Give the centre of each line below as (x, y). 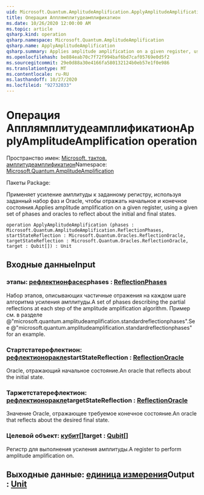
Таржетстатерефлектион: (46, 392)
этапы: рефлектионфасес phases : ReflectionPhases (87, 282)
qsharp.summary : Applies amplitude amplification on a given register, (99, 52)
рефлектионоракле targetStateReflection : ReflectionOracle (97, 400)
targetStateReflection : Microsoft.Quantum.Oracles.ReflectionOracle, (97, 241)
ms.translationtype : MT (36, 68)
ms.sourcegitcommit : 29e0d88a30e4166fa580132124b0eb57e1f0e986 (88, 63)
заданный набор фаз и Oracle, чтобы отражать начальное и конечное (97, 200)
